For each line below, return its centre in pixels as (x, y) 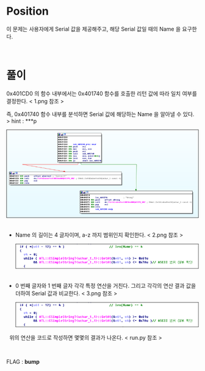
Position (27, 11)
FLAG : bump (23, 362)
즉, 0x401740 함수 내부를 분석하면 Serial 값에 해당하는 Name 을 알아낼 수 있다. (100, 114)
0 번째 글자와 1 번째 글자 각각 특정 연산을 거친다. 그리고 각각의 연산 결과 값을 (106, 286)
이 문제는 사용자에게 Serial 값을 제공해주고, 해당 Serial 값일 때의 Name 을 (94, 29)
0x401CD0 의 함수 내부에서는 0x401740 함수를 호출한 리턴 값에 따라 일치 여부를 (102, 94)
